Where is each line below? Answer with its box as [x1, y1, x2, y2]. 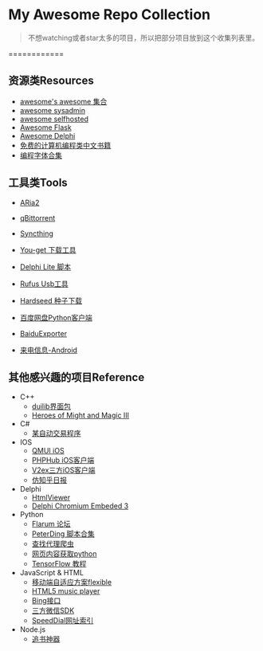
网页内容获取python [31, 549, 97, 559]
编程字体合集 [19, 150, 62, 160]
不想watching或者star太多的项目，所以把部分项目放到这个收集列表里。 [27, 33, 260, 42]
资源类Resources [8, 74, 94, 88]
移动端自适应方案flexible [31, 578, 112, 587]
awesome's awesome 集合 [19, 96, 108, 106]
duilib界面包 [31, 402, 72, 411]
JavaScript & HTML [19, 568, 84, 578]
